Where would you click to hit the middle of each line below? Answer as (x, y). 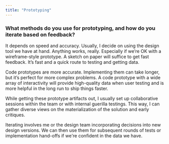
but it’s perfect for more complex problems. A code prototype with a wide (83, 77)
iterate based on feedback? (40, 34)
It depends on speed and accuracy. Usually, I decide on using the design (82, 46)
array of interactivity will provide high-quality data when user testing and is (85, 83)
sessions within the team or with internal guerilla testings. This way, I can (83, 104)
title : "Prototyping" (29, 10)
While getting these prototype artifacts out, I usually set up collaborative (82, 98)
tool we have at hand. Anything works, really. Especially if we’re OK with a (83, 51)
